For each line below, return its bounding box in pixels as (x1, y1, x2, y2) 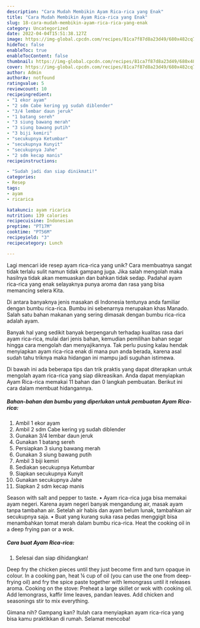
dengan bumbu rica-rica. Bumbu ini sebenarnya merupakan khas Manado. (7, 304, 189, 312)
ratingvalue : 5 (7, 81, 45, 87)
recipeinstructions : (7, 158, 58, 164)
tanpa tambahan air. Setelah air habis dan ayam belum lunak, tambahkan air (7, 506, 192, 514)
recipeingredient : (7, 91, 52, 97)
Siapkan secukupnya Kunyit (15, 470, 84, 477)
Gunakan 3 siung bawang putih (15, 451, 92, 458)
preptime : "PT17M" (7, 223, 52, 229)
